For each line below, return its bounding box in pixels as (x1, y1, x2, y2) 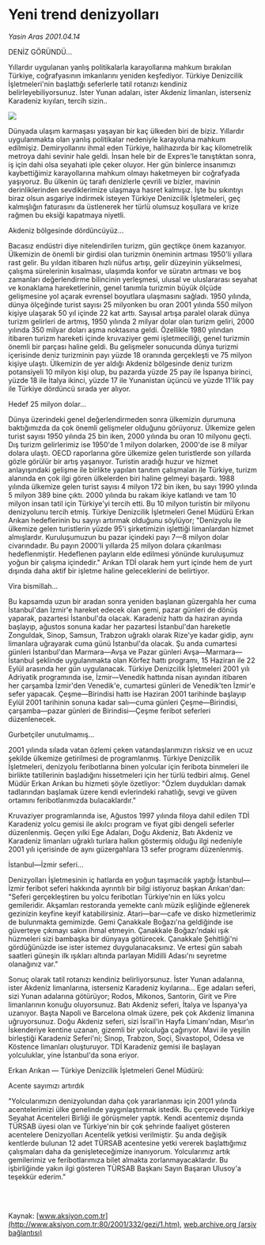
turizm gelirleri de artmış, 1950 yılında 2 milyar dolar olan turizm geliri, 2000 (8, 317, 255, 326)
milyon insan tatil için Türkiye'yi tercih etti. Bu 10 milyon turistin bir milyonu (8, 499, 251, 508)
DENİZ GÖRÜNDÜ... (8, 47, 73, 56)
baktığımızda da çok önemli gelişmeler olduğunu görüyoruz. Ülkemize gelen (8, 423, 256, 432)
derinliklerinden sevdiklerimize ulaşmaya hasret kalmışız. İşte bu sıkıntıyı (8, 184, 244, 195)
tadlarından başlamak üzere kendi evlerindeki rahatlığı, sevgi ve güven (8, 787, 237, 796)
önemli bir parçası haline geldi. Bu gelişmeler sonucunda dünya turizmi (8, 342, 239, 351)
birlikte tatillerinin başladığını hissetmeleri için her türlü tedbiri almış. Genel (8, 770, 251, 780)
